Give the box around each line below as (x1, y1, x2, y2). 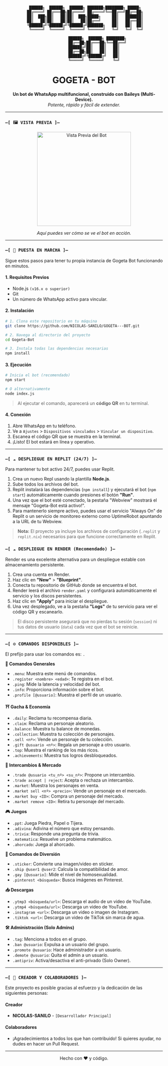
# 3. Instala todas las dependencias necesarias (5, 346, 108, 351)
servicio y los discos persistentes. (12, 592, 82, 598)
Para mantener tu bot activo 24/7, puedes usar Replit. (5, 466, 115, 472)
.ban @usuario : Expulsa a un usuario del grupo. (12, 941, 109, 947)
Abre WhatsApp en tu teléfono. (12, 423, 76, 429)
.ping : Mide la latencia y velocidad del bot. (12, 681, 101, 687)
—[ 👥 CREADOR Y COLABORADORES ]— (5, 974, 86, 980)
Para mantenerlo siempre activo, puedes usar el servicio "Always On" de (12, 508, 162, 514)
